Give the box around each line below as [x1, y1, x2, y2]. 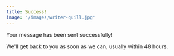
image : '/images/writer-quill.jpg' [6, 14, 96, 20]
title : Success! [6, 8, 47, 15]
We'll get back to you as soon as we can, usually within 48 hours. [6, 43, 169, 50]
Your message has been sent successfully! [6, 31, 113, 38]
